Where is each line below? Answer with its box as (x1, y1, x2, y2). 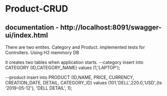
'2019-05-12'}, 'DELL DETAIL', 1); (5, 85, 73, 91)
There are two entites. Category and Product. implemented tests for (5, 44, 145, 50)
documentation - (5, 23, 59, 32)
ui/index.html (5, 31, 48, 39)
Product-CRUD (5, 3, 69, 15)
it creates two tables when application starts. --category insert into (5, 59, 144, 65)
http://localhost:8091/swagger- (60, 23, 162, 32)
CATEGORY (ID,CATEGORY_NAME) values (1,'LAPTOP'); (5, 65, 120, 70)
